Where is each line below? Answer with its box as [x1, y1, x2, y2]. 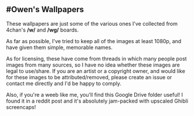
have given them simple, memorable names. [6, 44, 113, 51]
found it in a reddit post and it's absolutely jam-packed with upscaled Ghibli [6, 97, 189, 104]
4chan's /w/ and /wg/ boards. [6, 26, 79, 33]
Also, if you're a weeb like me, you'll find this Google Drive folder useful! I [6, 91, 183, 98]
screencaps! [6, 103, 36, 110]
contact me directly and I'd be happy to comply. [6, 80, 122, 87]
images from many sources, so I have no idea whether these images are [6, 61, 181, 68]
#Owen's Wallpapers [6, 5, 84, 15]
